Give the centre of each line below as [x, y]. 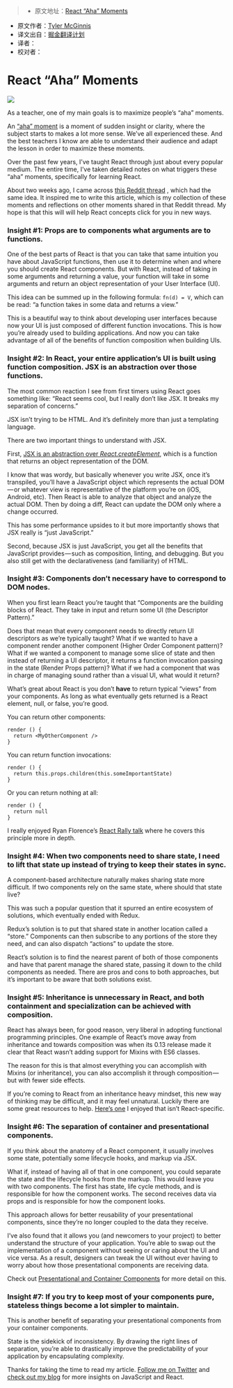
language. [22, 427]
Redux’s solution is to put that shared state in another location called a [108, 929]
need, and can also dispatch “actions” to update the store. [90, 944]
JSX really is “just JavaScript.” [50, 533]
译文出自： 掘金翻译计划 [51, 34]
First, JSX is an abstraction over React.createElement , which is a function [112, 454]
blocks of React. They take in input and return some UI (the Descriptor [108, 610]
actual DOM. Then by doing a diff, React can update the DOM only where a [114, 504]
